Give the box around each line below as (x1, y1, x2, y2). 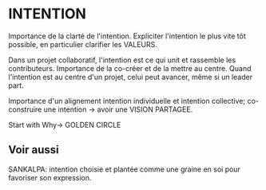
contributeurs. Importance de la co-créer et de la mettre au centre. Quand (8, 63, 252, 73)
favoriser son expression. (8, 172, 92, 182)
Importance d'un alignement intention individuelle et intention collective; (8, 96, 246, 105)
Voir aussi (8, 143, 59, 156)
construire (8, 105, 42, 114)
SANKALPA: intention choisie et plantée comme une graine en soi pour (8, 164, 241, 174)
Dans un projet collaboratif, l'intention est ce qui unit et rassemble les (8, 55, 236, 65)
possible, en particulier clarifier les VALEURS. (8, 39, 158, 49)
